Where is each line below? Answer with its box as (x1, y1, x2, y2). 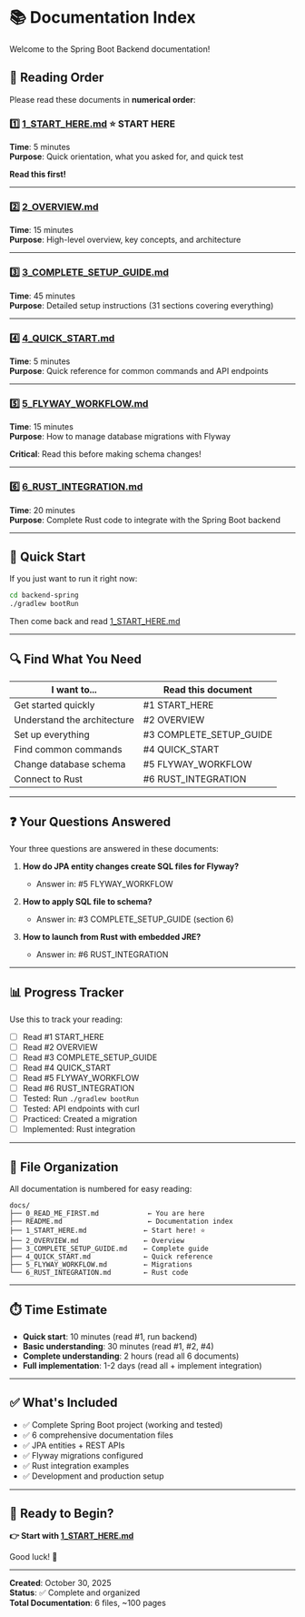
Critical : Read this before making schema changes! (9, 449, 202, 460)
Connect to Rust (14, 773, 84, 785)
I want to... (51, 683, 97, 696)
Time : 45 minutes (9, 290, 75, 301)
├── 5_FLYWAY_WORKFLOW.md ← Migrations (9, 1259, 193, 1269)
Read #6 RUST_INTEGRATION (22, 1082, 134, 1093)
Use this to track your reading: (9, 1014, 123, 1025)
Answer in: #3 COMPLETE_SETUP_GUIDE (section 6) (35, 914, 234, 925)
